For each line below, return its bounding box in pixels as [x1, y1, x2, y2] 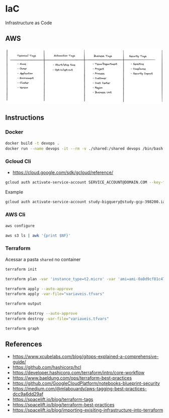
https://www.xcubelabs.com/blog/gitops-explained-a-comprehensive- [12, 353, 159, 360]
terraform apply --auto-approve [5, 286, 73, 291]
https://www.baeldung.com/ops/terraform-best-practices [12, 375, 132, 381]
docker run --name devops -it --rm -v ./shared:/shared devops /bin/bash [5, 146, 163, 151]
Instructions [5, 113, 44, 122]
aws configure [5, 223, 35, 228]
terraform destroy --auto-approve [5, 311, 78, 316]
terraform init [5, 267, 37, 272]
